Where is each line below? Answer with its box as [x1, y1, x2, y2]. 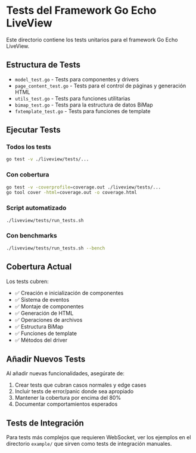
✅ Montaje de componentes [14, 303, 84, 310]
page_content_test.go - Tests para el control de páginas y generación [14, 82, 186, 89]
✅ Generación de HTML [14, 309, 74, 317]
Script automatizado [6, 204, 67, 212]
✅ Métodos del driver [14, 336, 67, 343]
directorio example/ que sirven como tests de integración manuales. [6, 440, 172, 448]
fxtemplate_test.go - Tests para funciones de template [14, 107, 151, 114]
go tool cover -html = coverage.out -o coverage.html [6, 190, 137, 196]
